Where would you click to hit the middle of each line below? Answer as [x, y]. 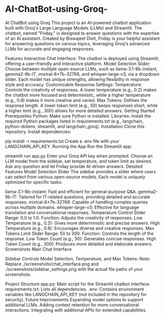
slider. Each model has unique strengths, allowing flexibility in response [77, 79]
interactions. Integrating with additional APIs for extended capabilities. [76, 310]
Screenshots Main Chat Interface [39, 249]
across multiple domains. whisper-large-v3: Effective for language [72, 207]
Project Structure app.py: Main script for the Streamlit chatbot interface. [78, 284]
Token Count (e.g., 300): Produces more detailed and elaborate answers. [79, 244]
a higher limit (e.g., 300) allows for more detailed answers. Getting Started [80, 111]
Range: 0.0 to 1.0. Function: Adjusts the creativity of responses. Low [74, 218]
